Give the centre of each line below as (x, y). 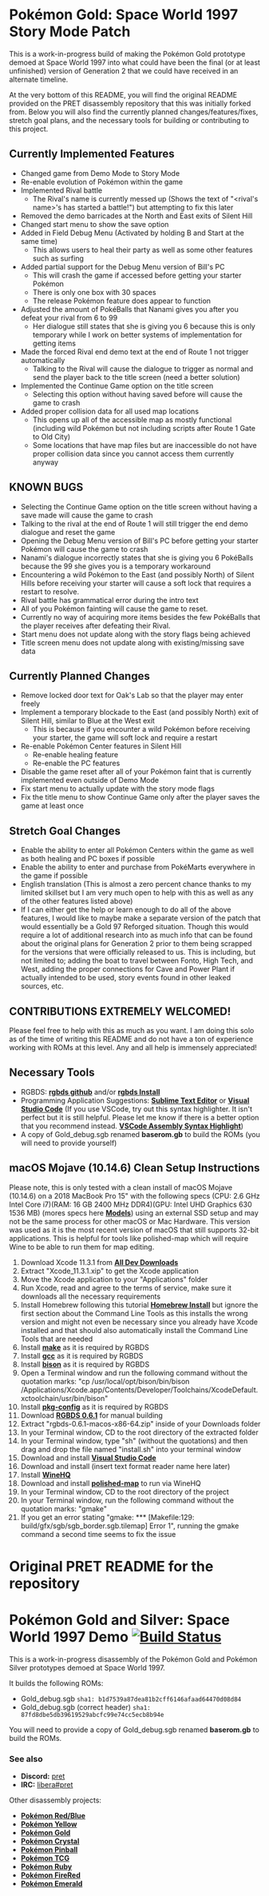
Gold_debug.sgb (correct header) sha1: (85, 1707)
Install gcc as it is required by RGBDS (82, 1355)
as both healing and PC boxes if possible (87, 859)
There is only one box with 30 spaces (94, 292)
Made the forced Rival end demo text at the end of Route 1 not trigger (134, 351)
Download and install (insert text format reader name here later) (125, 1466)
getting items (54, 343)
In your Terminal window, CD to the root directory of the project (125, 1491)
